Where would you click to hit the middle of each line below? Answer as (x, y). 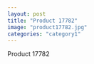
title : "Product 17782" (43, 21)
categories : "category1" (44, 34)
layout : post (27, 14)
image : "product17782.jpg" (47, 27)
